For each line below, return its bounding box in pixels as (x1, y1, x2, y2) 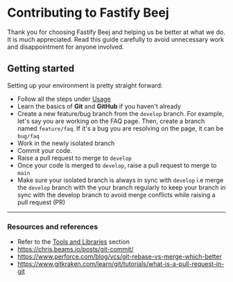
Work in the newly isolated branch (17, 139, 115, 147)
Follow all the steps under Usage (17, 94, 111, 103)
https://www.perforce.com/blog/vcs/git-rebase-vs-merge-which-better (17, 252, 222, 261)
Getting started (7, 63, 75, 74)
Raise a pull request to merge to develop (17, 154, 132, 162)
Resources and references (7, 222, 98, 231)
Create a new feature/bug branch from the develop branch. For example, (17, 109, 224, 117)
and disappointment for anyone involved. (7, 42, 124, 51)
